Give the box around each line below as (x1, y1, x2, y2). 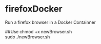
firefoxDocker (5, 3, 62, 15)
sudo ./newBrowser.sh (5, 34, 50, 40)
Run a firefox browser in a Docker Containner (5, 19, 96, 25)
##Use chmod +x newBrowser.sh (5, 29, 72, 34)
